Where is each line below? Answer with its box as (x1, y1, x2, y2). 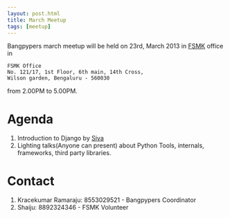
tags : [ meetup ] (7, 23, 51, 30)
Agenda (7, 111, 53, 127)
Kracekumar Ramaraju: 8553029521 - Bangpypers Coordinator (17, 196, 196, 204)
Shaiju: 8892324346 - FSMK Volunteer (17, 203, 129, 212)
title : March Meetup (7, 17, 67, 24)
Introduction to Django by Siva (17, 134, 104, 143)
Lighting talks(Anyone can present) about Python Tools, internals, (17, 141, 204, 149)
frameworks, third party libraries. (17, 149, 112, 157)
